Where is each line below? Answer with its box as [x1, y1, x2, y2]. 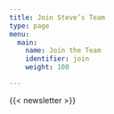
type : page [9, 21, 50, 30]
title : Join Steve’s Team [9, 12, 105, 22]
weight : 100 [25, 63, 69, 72]
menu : [9, 29, 29, 38]
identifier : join [25, 54, 90, 63]
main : [17, 37, 38, 47]
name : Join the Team [25, 46, 102, 55]
